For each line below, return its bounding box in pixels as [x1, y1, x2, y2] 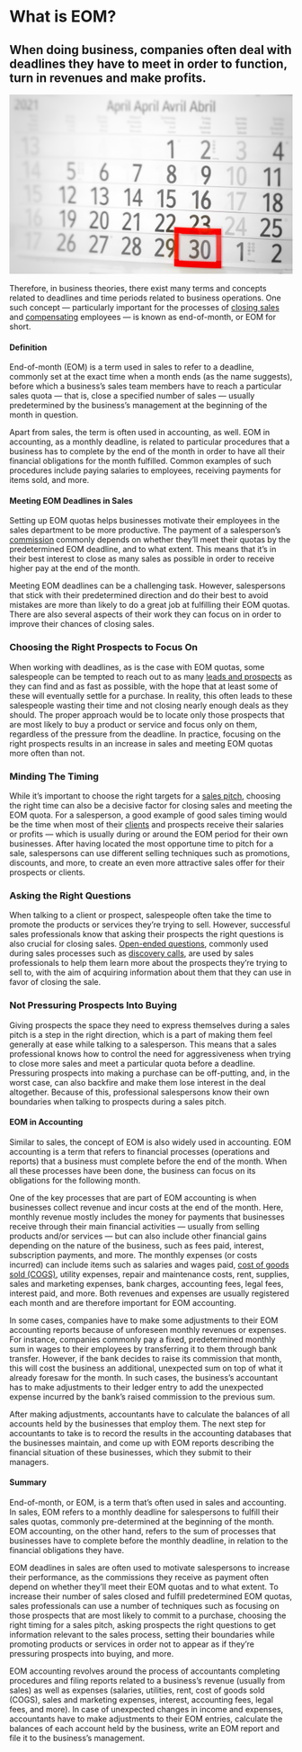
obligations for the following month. [9, 1175, 141, 1185]
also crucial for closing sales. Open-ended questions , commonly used [9, 938, 269, 950]
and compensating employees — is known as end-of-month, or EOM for [9, 311, 277, 322]
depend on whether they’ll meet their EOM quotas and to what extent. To [9, 1581, 279, 1592]
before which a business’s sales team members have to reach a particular [9, 380, 282, 392]
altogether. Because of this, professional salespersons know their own [9, 1086, 270, 1097]
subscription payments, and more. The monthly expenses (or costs [9, 1249, 258, 1260]
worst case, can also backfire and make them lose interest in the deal [9, 1077, 267, 1087]
